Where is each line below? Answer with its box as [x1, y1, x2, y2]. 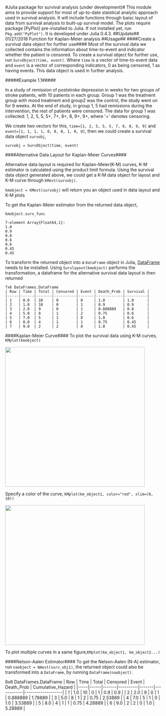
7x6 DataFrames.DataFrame [5, 285, 58, 290]
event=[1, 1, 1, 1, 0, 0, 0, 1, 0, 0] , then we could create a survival [5, 128, 152, 134]
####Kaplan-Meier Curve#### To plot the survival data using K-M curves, [5, 333, 158, 339]
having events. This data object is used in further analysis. [5, 68, 124, 74]
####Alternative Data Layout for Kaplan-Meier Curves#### [5, 152, 127, 158]
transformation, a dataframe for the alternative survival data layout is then [5, 270, 156, 275]
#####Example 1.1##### [5, 77, 56, 83]
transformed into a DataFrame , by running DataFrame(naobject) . [5, 669, 133, 675]
